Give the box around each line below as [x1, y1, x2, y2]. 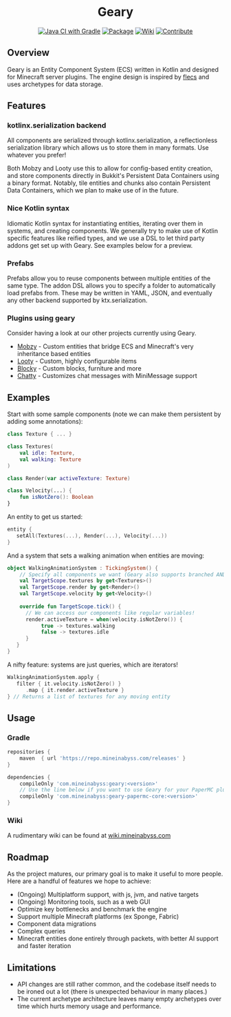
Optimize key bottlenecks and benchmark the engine [16, 905, 167, 914]
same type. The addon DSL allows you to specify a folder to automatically [7, 282, 216, 290]
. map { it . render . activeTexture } [25, 687, 125, 693]
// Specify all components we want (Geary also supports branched [19, 571, 214, 578]
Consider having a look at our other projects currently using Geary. [7, 329, 197, 337]
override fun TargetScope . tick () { [19, 603, 122, 610]
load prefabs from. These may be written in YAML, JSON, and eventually [7, 289, 213, 297]
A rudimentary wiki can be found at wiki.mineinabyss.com [7, 831, 171, 840]
